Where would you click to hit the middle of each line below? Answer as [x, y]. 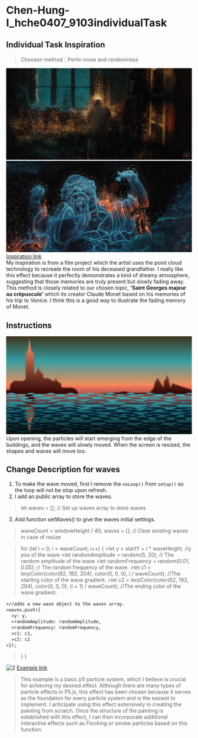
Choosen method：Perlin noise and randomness [79, 59]
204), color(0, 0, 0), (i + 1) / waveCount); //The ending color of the [101, 586]
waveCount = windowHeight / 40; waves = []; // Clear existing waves [104, 531]
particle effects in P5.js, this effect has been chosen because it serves [106, 691]
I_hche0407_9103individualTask [87, 23]
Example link [32, 668]
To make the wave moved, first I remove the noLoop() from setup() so [99, 484]
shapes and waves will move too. [46, 451]
